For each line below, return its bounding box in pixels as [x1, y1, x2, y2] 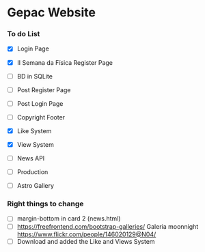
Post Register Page [16, 85, 71, 94]
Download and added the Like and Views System [16, 237, 155, 245]
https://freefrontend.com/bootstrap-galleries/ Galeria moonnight [16, 222, 199, 230]
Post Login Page [16, 99, 64, 107]
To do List [7, 29, 40, 39]
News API [16, 154, 45, 162]
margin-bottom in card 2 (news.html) [16, 214, 121, 223]
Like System [16, 126, 52, 135]
